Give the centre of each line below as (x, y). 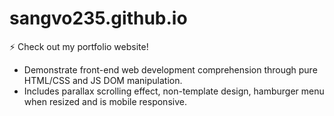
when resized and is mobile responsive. (105, 101)
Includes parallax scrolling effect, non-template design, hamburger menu (174, 91)
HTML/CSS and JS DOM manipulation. (103, 80)
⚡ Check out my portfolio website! (79, 46)
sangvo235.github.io (98, 18)
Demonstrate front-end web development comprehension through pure (170, 69)
